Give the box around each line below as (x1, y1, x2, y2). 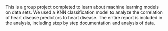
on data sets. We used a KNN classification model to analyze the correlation (5, 9, 163, 15)
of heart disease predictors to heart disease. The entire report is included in (5, 15, 163, 20)
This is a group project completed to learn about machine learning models (5, 4, 159, 10)
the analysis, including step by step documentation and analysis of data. (5, 20, 155, 26)
